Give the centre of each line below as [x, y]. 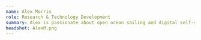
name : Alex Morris [28, 11]
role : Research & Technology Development [58, 17]
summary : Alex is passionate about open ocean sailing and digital [92, 22]
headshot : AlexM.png [31, 28]
